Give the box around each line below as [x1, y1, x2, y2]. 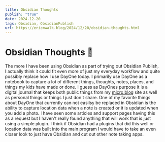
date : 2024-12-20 [5, 16, 41, 21]
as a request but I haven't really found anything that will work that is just [5, 115, 151, 121]
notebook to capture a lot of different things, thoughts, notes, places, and [5, 79, 154, 85]
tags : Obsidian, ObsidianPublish [5, 21, 74, 26]
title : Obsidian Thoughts [5, 7, 58, 12]
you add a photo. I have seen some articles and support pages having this [5, 110, 155, 116]
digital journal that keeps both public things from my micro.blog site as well [5, 89, 158, 95]
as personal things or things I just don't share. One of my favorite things [5, 95, 151, 101]
